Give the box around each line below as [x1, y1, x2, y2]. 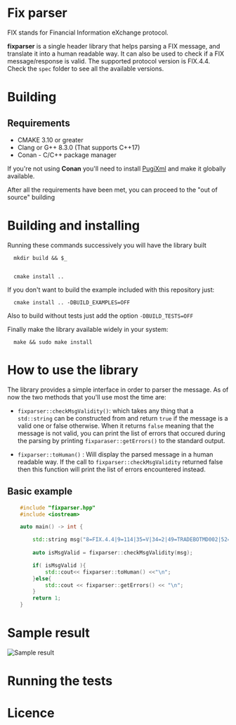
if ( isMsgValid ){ [32, 562, 86, 569]
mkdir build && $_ [13, 254, 68, 261]
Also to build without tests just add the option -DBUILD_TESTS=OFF [7, 311, 194, 320]
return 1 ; [32, 595, 61, 602]
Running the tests [7, 673, 113, 689]
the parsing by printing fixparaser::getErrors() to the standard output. [17, 436, 225, 445]
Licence [7, 705, 55, 721]
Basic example [7, 485, 72, 497]
